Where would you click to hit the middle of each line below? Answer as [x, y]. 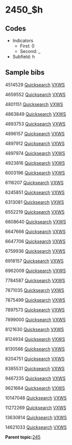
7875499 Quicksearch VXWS [35, 300]
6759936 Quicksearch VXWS [35, 251]
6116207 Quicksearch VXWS [34, 182]
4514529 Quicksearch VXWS [35, 84]
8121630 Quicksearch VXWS [34, 329]
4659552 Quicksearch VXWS [35, 94]
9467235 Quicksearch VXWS [35, 378]
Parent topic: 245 [23, 437]
